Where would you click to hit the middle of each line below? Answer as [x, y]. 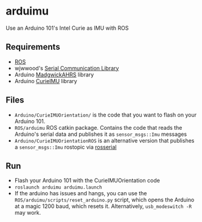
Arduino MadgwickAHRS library [54, 75]
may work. [28, 213]
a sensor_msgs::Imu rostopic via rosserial [65, 147]
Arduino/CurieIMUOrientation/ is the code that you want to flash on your [106, 115]
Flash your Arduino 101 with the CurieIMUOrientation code [87, 181]
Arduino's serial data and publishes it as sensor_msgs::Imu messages [100, 134]
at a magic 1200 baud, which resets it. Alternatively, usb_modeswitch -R [103, 206]
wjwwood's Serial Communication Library [67, 68]
